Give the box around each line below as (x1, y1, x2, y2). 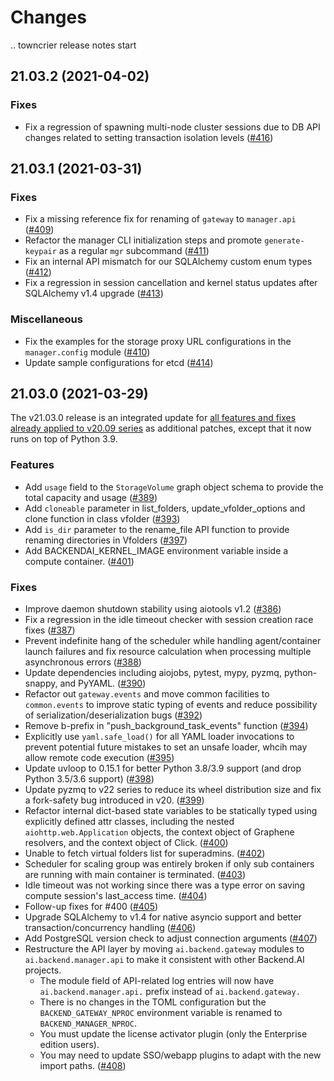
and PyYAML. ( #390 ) (59, 677, 147, 690)
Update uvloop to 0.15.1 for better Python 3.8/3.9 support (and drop (24, 762, 302, 775)
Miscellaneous (10, 312, 83, 326)
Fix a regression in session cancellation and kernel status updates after (24, 277, 318, 289)
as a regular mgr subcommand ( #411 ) (58, 245, 210, 257)
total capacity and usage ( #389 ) (24, 491, 158, 503)
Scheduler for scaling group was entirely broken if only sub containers (24, 858, 315, 870)
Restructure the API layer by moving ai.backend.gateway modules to (24, 943, 305, 955)
